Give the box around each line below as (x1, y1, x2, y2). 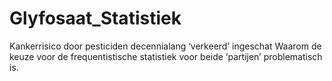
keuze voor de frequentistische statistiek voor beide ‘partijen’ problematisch (9, 50, 323, 62)
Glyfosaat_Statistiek (9, 7, 182, 30)
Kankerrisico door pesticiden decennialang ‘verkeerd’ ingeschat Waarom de (9, 40, 322, 52)
